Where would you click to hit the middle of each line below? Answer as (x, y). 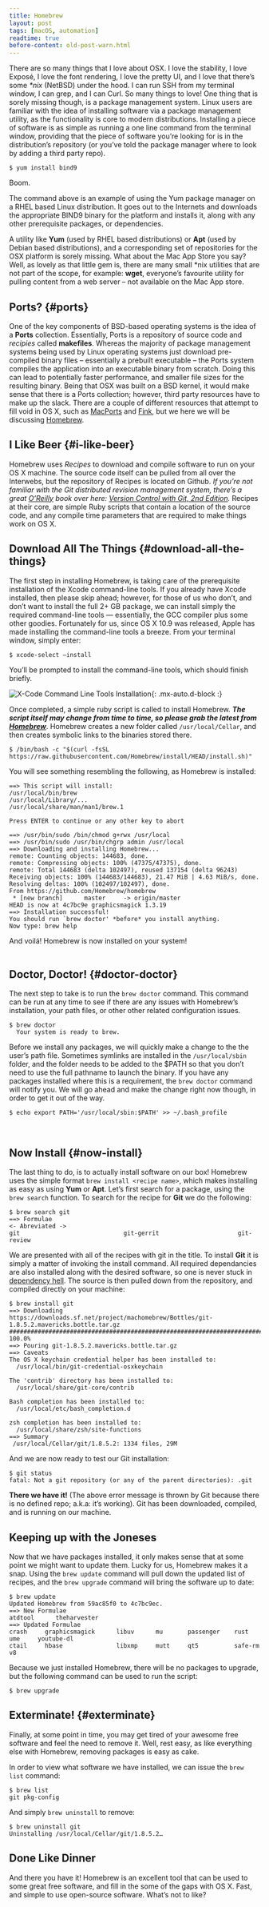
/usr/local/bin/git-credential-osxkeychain (89, 1367)
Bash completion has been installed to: (77, 1402)
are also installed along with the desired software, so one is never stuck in (131, 1272)
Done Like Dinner (53, 1859)
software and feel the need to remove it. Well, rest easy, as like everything (131, 1743)
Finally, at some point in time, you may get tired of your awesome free (124, 1734)
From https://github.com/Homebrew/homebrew (83, 891)
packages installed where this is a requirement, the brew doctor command (131, 1081)
